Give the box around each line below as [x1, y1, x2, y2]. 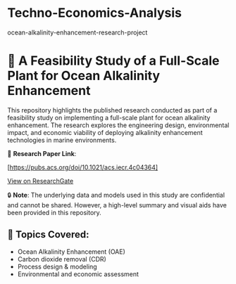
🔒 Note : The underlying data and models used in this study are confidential [7, 191, 225, 199]
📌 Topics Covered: [7, 228, 89, 240]
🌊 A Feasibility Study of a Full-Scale [7, 53, 220, 69]
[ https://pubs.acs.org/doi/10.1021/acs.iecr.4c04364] [7, 163, 159, 172]
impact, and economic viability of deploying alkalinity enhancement [7, 128, 203, 136]
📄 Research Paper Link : [7, 149, 77, 157]
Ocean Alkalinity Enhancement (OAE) [17, 247, 125, 256]
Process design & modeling [17, 262, 97, 271]
